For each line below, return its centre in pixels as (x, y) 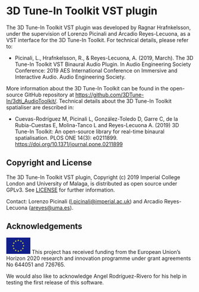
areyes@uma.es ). (52, 208)
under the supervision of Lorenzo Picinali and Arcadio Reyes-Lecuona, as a (98, 33)
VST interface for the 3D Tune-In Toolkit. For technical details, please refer (97, 40)
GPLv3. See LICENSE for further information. (61, 190)
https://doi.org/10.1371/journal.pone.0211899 (69, 144)
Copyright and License (49, 163)
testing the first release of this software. (55, 282)
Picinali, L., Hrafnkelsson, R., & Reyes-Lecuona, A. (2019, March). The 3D (104, 58)
